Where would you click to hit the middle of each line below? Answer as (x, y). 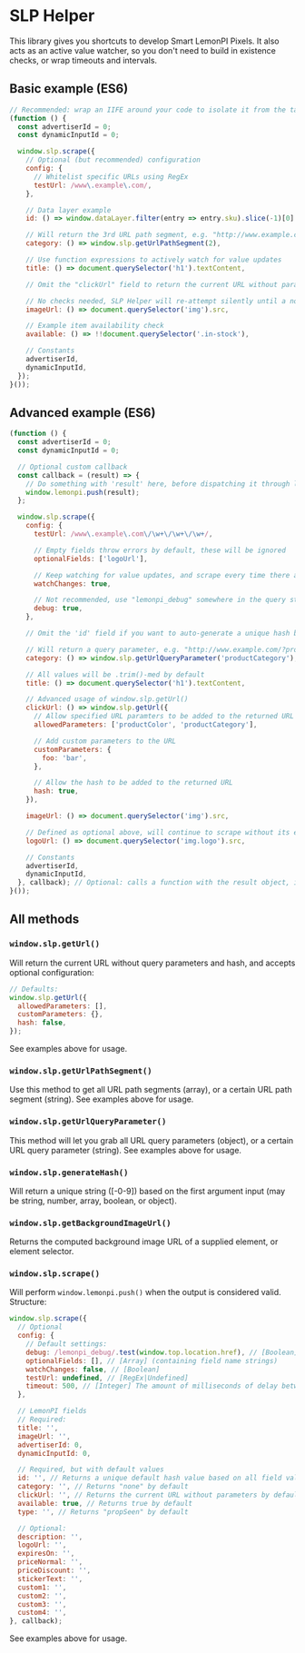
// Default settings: (66, 1344)
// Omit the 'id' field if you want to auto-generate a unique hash (158, 633)
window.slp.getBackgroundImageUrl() (90, 1223)
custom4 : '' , (42, 1613)
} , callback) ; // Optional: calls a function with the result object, (154, 883)
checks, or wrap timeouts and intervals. (83, 60)
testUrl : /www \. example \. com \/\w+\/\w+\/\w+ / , (123, 534)
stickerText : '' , (50, 1579)
